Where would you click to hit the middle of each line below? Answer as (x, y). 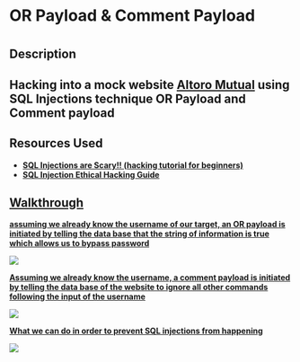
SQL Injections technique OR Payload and (128, 98)
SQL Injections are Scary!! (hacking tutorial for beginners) (133, 165)
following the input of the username (78, 296)
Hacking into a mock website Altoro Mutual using (150, 85)
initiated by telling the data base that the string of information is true (139, 234)
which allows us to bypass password (79, 243)
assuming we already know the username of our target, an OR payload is (147, 225)
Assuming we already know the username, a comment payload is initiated (150, 278)
